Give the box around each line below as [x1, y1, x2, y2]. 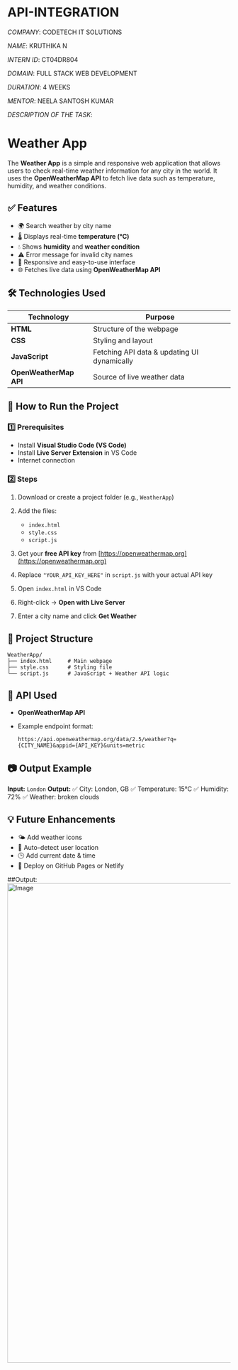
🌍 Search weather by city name [17, 221, 112, 230]
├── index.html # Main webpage [7, 658, 113, 665]
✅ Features [7, 202, 58, 214]
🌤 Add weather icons [17, 833, 83, 841]
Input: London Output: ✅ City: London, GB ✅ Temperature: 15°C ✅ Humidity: [7, 784, 229, 793]
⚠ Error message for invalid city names [17, 250, 133, 259]
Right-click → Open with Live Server [17, 598, 125, 607]
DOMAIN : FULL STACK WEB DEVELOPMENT [7, 69, 138, 77]
